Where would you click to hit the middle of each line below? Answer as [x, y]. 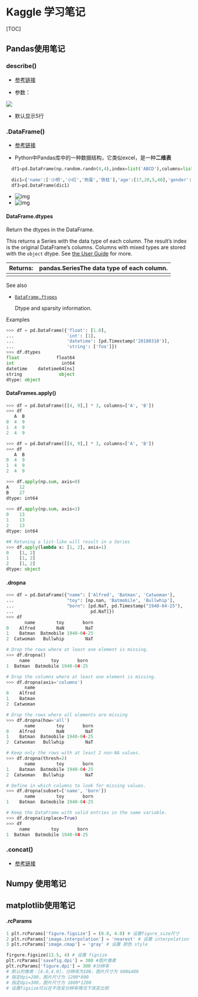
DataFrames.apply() [31, 393]
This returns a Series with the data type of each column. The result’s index [96, 241]
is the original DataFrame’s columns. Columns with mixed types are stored [96, 247]
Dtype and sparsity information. [53, 308]
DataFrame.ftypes [36, 297]
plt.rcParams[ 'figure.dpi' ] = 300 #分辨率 [58, 966]
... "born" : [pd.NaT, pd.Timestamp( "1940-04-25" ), [95, 606]
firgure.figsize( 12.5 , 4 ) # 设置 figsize [57, 955]
